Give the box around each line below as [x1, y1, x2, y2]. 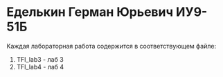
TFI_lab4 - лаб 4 [16, 62, 64, 71]
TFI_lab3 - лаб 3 [16, 55, 64, 63]
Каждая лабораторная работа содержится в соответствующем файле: [6, 42, 216, 50]
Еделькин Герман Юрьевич [6, 4, 174, 20]
